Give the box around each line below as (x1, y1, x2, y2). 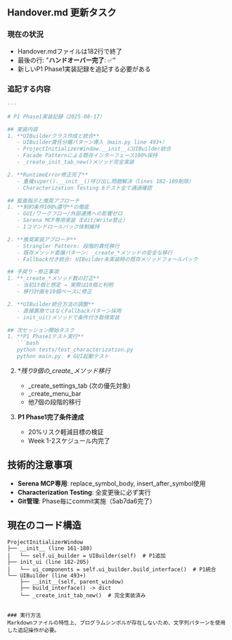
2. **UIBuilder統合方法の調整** (7, 300, 95, 308)
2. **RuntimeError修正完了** (7, 171, 89, 178)
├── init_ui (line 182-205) (7, 558, 90, 565)
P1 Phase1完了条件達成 (17, 412, 84, 421)
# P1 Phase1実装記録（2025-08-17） (7, 113, 105, 120)
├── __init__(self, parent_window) (20, 578, 124, 585)
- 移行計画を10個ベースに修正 (16, 288, 93, 295)
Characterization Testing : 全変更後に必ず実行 (17, 488, 151, 496)
